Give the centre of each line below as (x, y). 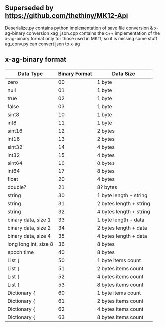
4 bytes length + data (122, 236)
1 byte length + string (122, 195)
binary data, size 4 (29, 236)
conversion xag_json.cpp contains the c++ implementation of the (93, 33)
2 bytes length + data (122, 228)
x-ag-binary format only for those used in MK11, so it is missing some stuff (81, 38)
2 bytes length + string (124, 203)
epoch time (21, 252)
